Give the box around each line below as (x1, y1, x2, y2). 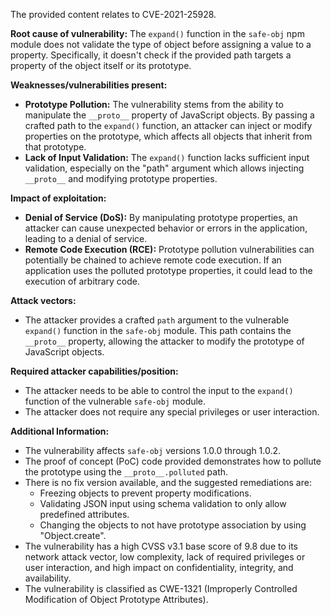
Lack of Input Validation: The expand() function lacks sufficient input (24, 152, 310, 163)
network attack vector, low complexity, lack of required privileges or (24, 551, 306, 563)
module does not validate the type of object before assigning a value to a (10, 39, 312, 50)
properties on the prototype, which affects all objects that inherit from (24, 130, 313, 142)
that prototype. (24, 141, 87, 153)
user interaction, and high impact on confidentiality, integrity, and (24, 562, 294, 573)
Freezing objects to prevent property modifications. (39, 487, 252, 499)
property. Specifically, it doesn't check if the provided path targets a (10, 49, 292, 61)
